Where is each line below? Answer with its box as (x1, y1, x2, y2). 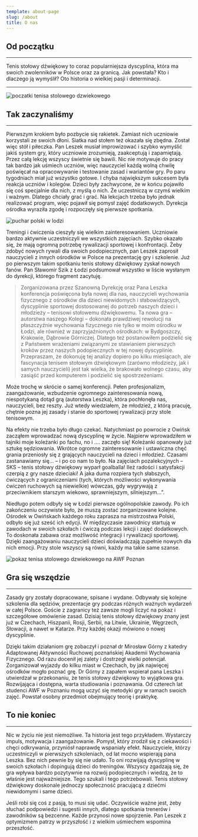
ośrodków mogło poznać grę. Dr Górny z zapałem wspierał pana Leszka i (6, 668, 184, 675)
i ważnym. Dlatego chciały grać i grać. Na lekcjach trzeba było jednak (6, 193, 175, 200)
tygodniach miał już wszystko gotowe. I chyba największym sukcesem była (6, 175, 189, 181)
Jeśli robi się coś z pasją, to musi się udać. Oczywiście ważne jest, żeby (6, 799, 181, 806)
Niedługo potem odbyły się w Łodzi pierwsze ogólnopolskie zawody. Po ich (6, 500, 190, 507)
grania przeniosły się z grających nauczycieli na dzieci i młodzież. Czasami (6, 451, 188, 458)
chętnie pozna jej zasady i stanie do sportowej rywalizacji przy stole (6, 408, 171, 415)
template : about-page (6, 8, 60, 15)
